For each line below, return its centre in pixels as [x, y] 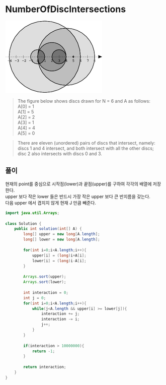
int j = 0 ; [35, 298]
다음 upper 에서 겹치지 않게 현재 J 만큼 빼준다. [51, 203]
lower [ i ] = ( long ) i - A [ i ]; [59, 261]
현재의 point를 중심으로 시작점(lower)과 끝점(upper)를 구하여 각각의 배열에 [78, 184]
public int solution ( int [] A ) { [48, 229]
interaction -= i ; [60, 319]
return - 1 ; [44, 351]
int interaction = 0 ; [46, 293]
